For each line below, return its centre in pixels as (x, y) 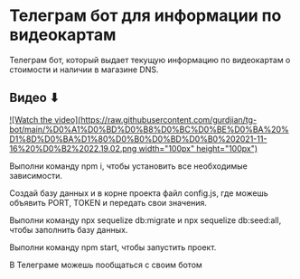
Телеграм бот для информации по (145, 16)
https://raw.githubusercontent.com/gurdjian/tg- (169, 119)
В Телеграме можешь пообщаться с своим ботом (106, 265)
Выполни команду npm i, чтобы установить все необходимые (129, 166)
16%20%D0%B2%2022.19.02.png (73, 148)
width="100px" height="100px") (198, 148)
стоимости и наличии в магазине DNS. (84, 70)
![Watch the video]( (45, 119)
